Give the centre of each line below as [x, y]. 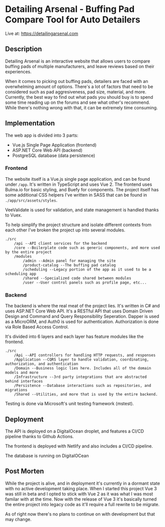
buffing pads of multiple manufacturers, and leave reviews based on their [80, 66]
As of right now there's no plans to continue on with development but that [80, 514]
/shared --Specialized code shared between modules [77, 278]
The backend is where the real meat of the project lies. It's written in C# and [82, 306]
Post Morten [25, 471]
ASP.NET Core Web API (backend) [47, 150]
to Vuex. [14, 215]
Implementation [30, 123]
